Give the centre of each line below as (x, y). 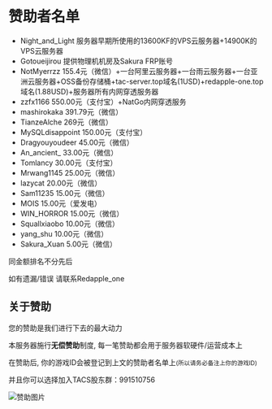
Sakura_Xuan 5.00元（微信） (69, 244)
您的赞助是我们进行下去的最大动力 (65, 328)
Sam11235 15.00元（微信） (65, 193)
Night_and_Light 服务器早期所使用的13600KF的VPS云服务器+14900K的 (138, 41)
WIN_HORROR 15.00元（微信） (72, 213)
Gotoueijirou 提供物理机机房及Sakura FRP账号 (96, 61)
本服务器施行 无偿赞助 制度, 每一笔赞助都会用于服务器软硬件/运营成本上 (126, 345)
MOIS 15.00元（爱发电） (60, 203)
